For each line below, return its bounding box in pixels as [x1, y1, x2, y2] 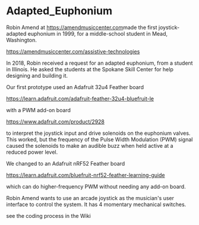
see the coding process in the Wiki [6, 212, 91, 219]
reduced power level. [6, 148, 58, 156]
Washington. [6, 36, 37, 43]
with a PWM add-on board [6, 106, 71, 113]
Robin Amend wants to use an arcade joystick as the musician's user [6, 194, 174, 201]
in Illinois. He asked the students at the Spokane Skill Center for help [6, 65, 173, 72]
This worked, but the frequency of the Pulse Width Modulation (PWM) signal [6, 135, 193, 143]
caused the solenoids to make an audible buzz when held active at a [6, 142, 173, 149]
